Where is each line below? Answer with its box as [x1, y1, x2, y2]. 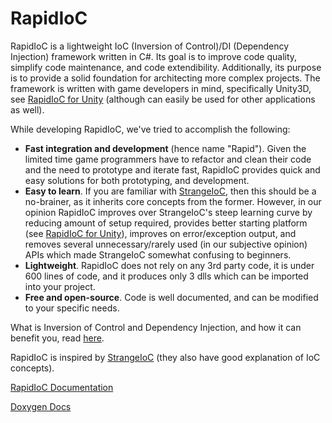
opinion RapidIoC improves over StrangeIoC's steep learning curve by [24, 206, 313, 218]
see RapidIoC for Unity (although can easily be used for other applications [10, 93, 316, 105]
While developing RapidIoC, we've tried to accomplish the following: [10, 123, 291, 135]
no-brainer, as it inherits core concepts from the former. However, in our [24, 195, 322, 207]
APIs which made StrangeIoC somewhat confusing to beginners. [24, 248, 292, 261]
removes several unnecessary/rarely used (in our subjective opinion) [24, 238, 308, 250]
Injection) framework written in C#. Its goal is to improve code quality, [10, 50, 298, 62]
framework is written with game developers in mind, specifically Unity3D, [10, 82, 312, 94]
